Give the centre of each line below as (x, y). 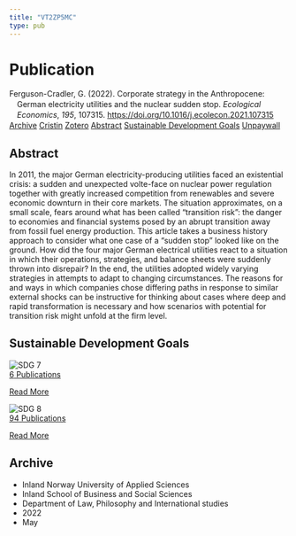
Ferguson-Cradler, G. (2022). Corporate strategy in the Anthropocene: (137, 94)
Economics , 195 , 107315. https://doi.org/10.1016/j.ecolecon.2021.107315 (145, 115)
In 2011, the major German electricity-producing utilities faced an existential (146, 175)
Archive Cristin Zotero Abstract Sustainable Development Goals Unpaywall (145, 126)
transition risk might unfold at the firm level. (88, 315)
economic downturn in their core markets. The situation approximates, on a (146, 202)
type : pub (27, 26)
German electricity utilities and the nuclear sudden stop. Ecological (139, 105)
